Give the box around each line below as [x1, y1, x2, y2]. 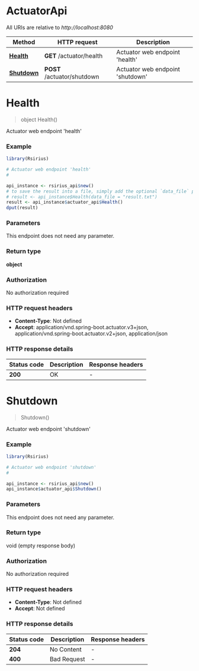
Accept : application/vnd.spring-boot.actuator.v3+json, [14, 324, 149, 331]
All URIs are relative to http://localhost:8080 [6, 24, 114, 31]
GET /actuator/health [44, 52, 103, 60]
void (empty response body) [6, 542, 76, 549]
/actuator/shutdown [44, 73, 99, 81]
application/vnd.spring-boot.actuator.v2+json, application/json [14, 330, 168, 337]
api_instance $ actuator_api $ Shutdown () [6, 486, 102, 492]
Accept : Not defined [14, 605, 65, 612]
